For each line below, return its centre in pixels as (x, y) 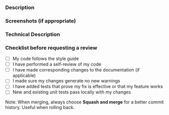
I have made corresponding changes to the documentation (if (76, 70)
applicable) (24, 75)
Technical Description (33, 34)
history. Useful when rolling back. (40, 107)
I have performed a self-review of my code (57, 64)
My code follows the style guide (46, 58)
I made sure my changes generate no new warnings (66, 81)
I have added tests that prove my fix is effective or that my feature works (88, 86)
